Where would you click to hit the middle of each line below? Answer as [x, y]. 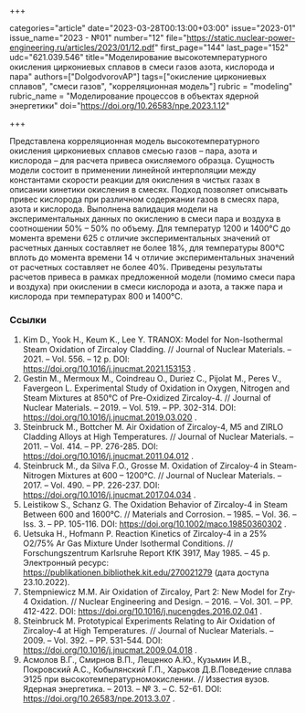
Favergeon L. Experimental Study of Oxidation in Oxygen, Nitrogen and [156, 388]
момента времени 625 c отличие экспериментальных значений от [140, 238]
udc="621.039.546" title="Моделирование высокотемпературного [138, 57]
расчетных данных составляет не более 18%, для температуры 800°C [147, 248]
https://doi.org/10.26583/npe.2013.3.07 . [99, 698]
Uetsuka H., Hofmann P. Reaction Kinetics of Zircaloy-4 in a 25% [145, 534]
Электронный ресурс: [66, 563]
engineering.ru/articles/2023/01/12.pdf [82, 47]
